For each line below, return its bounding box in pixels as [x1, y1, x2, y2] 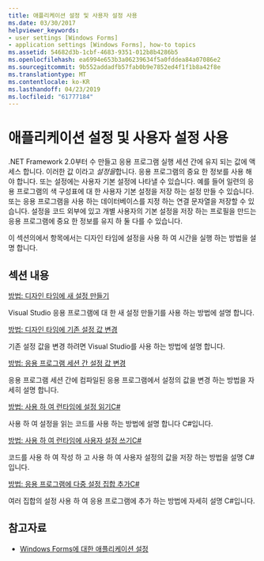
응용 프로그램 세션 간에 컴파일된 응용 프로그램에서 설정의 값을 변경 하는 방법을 [8, 376, 247, 384]
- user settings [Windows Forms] [8, 33, 119, 42]
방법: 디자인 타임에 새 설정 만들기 [8, 291, 110, 300]
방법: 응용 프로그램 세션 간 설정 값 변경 [8, 358, 126, 368]
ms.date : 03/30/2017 [8, 19, 77, 27]
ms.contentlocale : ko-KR [8, 78, 90, 86]
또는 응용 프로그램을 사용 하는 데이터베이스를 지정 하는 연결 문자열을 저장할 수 [8, 197, 247, 206]
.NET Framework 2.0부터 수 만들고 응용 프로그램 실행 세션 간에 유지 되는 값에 [8, 157, 247, 166]
